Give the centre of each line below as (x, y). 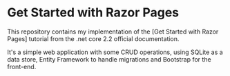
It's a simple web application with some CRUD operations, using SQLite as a (115, 52)
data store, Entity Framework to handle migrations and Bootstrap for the (109, 59)
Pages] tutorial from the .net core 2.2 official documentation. (93, 38)
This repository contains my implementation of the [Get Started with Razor (113, 31)
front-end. (22, 66)
